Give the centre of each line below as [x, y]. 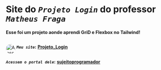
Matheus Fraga [36, 19]
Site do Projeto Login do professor [81, 9]
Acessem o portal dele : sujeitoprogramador [53, 61]
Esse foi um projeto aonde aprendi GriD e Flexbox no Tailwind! [73, 32]
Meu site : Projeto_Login [42, 47]
